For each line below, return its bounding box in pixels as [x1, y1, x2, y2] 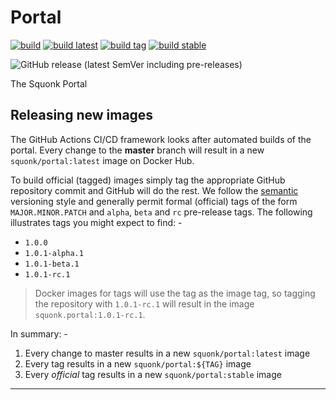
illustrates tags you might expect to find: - [10, 216, 183, 228]
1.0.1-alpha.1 [24, 248, 84, 258]
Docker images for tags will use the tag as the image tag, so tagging [34, 287, 316, 299]
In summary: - [10, 327, 68, 340]
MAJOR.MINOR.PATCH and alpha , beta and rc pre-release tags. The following [10, 206, 313, 218]
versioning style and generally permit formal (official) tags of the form [10, 195, 298, 207]
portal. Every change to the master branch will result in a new [10, 144, 265, 156]
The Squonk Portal [10, 77, 88, 90]
